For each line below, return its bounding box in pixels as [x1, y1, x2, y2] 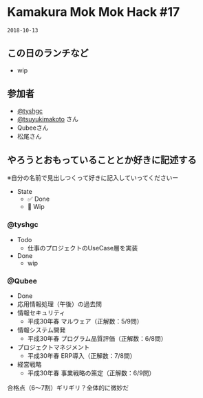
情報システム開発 [17, 326, 66, 334]
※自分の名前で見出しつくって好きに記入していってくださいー [7, 174, 179, 182]
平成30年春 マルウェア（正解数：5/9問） [27, 317, 143, 325]
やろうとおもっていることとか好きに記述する [7, 154, 197, 166]
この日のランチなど [7, 48, 89, 59]
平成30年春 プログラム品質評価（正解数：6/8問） [27, 334, 167, 342]
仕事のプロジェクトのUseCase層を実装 [27, 243, 138, 252]
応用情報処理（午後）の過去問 [17, 299, 102, 308]
